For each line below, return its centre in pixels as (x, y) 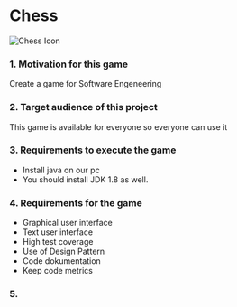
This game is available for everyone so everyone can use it (118, 126)
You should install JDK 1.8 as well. (85, 179)
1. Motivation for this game (69, 64)
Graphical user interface (67, 223)
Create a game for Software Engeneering (86, 84)
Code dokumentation (61, 261)
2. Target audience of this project (83, 107)
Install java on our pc (61, 170)
